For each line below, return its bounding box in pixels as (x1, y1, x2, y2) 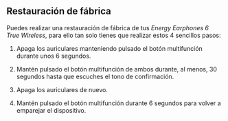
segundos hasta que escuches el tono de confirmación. (16, 72, 174, 80)
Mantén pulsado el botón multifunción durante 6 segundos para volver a (16, 99, 221, 107)
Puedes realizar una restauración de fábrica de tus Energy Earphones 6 (6, 23, 209, 32)
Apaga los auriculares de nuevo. (16, 85, 108, 93)
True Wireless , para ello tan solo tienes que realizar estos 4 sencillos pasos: (6, 31, 221, 39)
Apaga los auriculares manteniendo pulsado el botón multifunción (16, 44, 203, 52)
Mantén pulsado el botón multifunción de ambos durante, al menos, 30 (16, 65, 218, 73)
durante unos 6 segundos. (16, 52, 91, 60)
